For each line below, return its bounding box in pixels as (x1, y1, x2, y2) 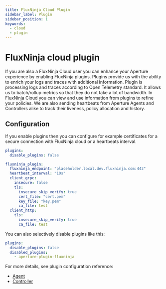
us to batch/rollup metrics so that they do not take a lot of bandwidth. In (5, 89, 153, 95)
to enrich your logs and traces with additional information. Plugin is (5, 79, 143, 85)
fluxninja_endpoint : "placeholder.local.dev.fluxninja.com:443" (9, 166, 146, 171)
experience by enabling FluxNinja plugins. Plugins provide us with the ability (5, 73, 162, 80)
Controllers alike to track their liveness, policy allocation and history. (5, 105, 146, 111)
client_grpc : (9, 175, 37, 181)
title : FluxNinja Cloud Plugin (5, 7, 70, 12)
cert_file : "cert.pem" (18, 194, 66, 199)
